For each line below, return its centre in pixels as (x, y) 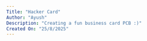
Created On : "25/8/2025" (38, 29)
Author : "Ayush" (27, 17)
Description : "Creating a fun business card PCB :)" (74, 23)
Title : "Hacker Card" (34, 12)
